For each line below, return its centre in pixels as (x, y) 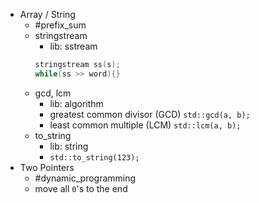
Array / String (47, 14)
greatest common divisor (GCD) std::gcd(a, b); (150, 114)
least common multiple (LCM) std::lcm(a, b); (145, 125)
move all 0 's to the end (81, 188)
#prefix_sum (60, 25)
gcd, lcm (53, 93)
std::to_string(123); (94, 157)
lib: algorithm (76, 103)
